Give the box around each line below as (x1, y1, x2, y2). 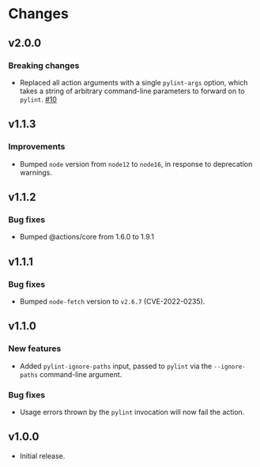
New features (8, 343, 62, 354)
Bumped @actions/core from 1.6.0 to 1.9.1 (19, 232, 154, 242)
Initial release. (19, 451, 66, 461)
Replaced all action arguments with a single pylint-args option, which (19, 77, 248, 87)
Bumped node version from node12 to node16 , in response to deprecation (19, 159, 253, 168)
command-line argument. (39, 369, 122, 379)
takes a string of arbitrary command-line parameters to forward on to (19, 86, 245, 96)
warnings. (19, 168, 53, 177)
